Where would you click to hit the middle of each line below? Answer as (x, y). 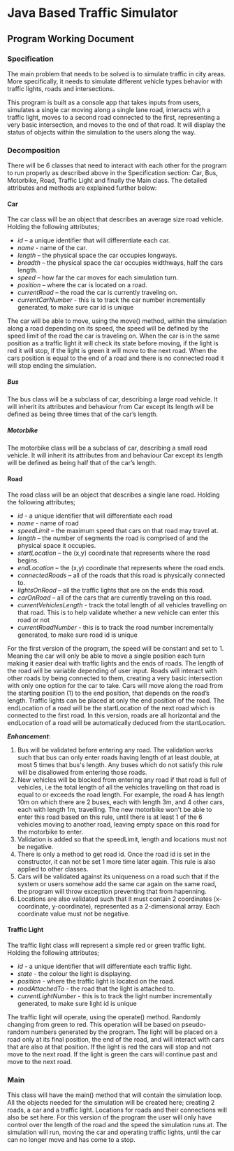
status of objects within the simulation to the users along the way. (102, 132)
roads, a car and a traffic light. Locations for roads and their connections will (117, 1110)
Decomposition (34, 150)
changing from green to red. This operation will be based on (94, 1024)
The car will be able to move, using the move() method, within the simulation (117, 321)
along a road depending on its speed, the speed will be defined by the (108, 329)
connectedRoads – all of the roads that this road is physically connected (121, 575)
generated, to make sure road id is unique (77, 635)
